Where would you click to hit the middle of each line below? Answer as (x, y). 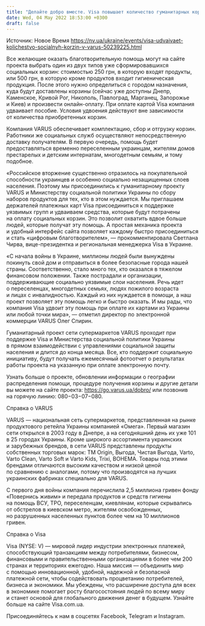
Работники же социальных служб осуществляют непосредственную (96, 135)
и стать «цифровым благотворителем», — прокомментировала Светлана (102, 238)
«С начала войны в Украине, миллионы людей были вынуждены (91, 256)
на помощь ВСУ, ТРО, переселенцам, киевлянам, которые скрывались (99, 503)
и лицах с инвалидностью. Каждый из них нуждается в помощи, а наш (99, 295)
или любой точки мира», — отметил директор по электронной (88, 315)
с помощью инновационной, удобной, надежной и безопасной (88, 572)
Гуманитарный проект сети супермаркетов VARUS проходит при (91, 333)
